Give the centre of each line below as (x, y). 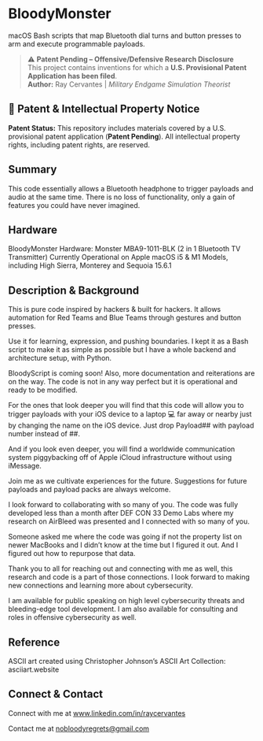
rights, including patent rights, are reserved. (79, 144)
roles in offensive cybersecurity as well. (72, 617)
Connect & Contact (56, 694)
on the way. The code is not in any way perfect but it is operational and (123, 382)
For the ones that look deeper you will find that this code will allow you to (126, 406)
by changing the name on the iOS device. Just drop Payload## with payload (131, 425)
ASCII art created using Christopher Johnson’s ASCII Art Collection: (117, 661)
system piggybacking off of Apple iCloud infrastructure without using (120, 458)
